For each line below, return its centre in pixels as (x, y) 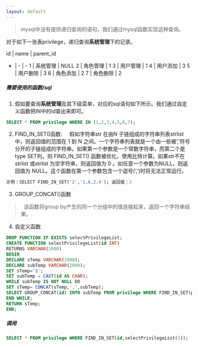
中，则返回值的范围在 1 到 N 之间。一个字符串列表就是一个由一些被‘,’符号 (102, 142)
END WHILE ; (19, 298)
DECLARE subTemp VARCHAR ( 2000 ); (46, 265)
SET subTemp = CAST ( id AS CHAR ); (47, 276)
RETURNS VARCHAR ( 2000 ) (34, 249)
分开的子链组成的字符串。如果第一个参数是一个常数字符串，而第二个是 (100, 149)
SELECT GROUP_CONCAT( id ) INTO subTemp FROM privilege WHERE (82, 293)
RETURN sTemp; (24, 304)
